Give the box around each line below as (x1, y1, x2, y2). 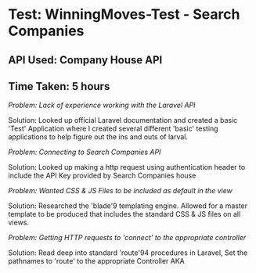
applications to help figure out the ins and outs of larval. (8, 132, 189, 142)
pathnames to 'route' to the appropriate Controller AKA (8, 257, 186, 266)
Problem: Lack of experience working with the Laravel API (8, 100, 196, 110)
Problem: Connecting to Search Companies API (8, 147, 161, 157)
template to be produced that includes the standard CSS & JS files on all (8, 210, 241, 219)
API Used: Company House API (8, 53, 163, 66)
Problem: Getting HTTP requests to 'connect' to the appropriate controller (8, 233, 247, 242)
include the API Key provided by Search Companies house (8, 171, 197, 181)
